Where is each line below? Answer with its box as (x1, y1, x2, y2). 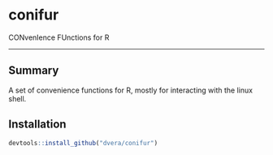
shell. (8, 93, 27, 103)
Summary (8, 63, 59, 78)
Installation (8, 118, 67, 131)
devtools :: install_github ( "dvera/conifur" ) (8, 139, 158, 147)
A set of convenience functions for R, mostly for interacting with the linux (8, 85, 253, 95)
